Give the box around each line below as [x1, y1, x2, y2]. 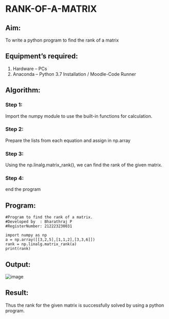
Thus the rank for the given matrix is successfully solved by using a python [5, 302, 164, 308]
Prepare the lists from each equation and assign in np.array [5, 137, 131, 144]
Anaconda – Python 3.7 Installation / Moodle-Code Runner [12, 71, 136, 77]
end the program [5, 186, 41, 192]
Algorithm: [5, 86, 41, 95]
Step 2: [5, 126, 24, 133]
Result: [5, 288, 29, 297]
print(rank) [5, 246, 31, 251]
